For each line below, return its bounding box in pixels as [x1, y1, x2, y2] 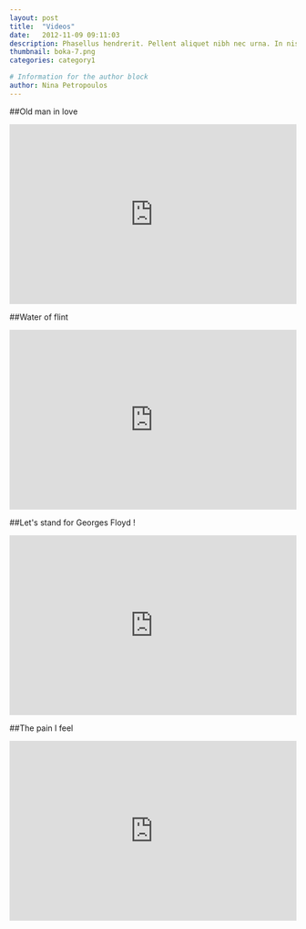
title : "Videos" [9, 22, 76, 31]
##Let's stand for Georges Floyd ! [9, 517, 136, 528]
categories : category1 [9, 56, 96, 65]
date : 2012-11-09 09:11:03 [9, 30, 120, 39]
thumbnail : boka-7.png [9, 48, 96, 57]
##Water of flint [9, 311, 68, 322]
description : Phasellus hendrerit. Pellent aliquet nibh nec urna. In [9, 38, 283, 48]
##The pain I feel [9, 723, 74, 734]
